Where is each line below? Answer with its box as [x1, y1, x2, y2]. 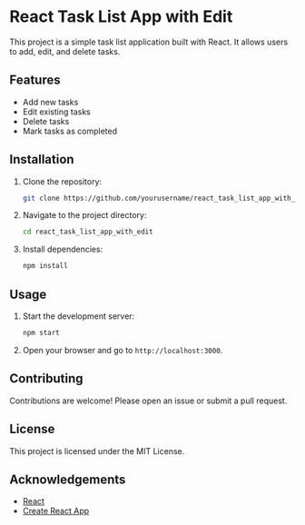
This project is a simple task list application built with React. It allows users [9, 36, 289, 47]
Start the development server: [22, 311, 135, 322]
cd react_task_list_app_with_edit [22, 227, 153, 237]
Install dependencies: [22, 243, 103, 255]
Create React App [22, 506, 90, 517]
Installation [9, 152, 74, 167]
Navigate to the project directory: [22, 210, 147, 221]
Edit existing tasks [22, 106, 91, 117]
